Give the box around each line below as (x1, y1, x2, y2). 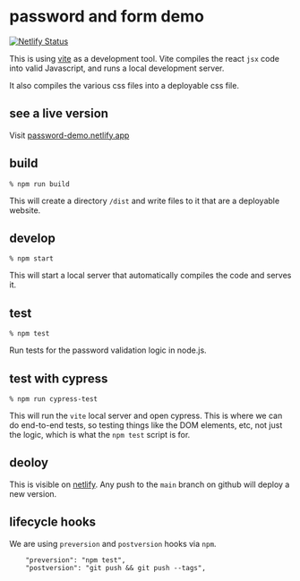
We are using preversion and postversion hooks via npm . (9, 538, 217, 549)
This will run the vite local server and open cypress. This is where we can (9, 410, 283, 421)
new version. (9, 488, 57, 499)
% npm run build (9, 179, 70, 189)
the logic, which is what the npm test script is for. (9, 430, 191, 440)
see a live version (9, 106, 109, 122)
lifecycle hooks (9, 515, 97, 530)
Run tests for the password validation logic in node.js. (9, 345, 208, 355)
